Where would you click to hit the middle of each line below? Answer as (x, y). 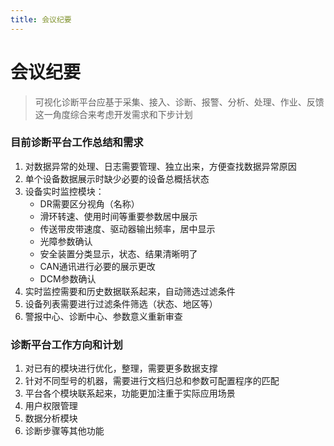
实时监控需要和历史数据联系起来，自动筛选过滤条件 (130, 291)
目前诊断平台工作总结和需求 (77, 143)
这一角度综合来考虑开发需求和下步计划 (113, 114)
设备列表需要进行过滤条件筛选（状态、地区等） (121, 303)
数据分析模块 (51, 418)
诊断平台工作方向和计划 (66, 344)
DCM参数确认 (68, 278)
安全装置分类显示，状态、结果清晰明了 (118, 253)
